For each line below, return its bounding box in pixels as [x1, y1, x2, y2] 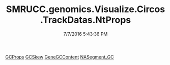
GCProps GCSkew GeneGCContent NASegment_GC [5, 54, 114, 60]
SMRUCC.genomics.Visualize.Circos [6, 4, 165, 15]
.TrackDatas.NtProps [40, 14, 131, 26]
